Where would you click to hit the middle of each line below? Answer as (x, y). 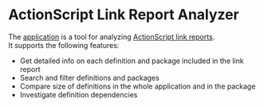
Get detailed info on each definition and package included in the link (132, 61)
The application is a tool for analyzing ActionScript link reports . (112, 37)
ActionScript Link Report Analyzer (124, 15)
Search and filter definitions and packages (89, 77)
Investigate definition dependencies (79, 94)
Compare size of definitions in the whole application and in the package (138, 86)
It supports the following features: (64, 45)
